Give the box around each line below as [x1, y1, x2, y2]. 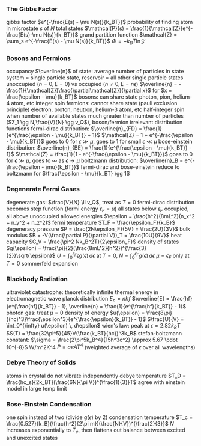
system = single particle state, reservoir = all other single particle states [6, 74, 184, 81]
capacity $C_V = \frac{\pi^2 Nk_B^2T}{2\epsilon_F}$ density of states [6, 238, 179, 245]
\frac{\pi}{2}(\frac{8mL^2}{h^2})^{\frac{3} [43, 245, 147, 252]
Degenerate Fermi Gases [6, 185, 80, 194]
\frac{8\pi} [146, 309, 173, 317]
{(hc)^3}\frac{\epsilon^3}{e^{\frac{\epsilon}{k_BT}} [6, 316, 133, 323]
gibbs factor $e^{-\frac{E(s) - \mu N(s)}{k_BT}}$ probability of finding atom [6, 19, 193, 26]
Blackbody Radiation [6, 275, 68, 283]
